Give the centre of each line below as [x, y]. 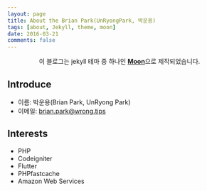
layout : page [27, 14]
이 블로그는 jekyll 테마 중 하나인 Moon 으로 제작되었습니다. [120, 62]
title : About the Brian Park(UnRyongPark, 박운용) [82, 21]
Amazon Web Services [51, 181]
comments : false [31, 40]
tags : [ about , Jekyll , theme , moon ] [62, 27]
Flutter [27, 166]
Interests [28, 134]
